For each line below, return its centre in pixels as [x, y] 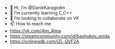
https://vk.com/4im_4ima [35, 31]
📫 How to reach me [30, 24]
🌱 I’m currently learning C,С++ [41, 13]
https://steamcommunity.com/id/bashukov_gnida [60, 36]
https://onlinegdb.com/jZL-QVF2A [44, 41]
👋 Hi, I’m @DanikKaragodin [37, 8]
